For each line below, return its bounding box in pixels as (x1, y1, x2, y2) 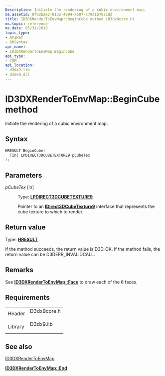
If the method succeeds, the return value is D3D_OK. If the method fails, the (5, 246, 161, 252)
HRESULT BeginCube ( (5, 148, 46, 153)
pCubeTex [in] (5, 185, 34, 190)
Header (7, 310, 25, 317)
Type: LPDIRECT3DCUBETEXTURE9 (17, 194, 93, 200)
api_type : (5, 53, 26, 59)
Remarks (5, 266, 34, 274)
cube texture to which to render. (17, 209, 84, 215)
